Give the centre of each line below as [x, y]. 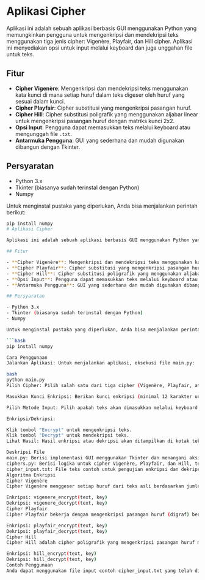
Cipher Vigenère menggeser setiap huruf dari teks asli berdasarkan [95, 486]
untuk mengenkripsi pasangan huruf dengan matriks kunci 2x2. [95, 121]
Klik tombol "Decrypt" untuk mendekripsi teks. [68, 435]
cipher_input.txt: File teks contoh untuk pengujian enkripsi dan [92, 469]
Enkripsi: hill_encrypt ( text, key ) [52, 554]
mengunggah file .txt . [43, 134]
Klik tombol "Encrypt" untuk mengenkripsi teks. [69, 430]
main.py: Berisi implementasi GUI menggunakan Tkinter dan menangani [97, 458]
